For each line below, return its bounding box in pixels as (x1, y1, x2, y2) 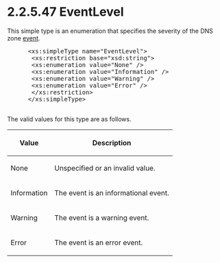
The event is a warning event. (54, 213, 149, 223)
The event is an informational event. (54, 188, 169, 197)
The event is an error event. (54, 238, 143, 247)
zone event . (7, 34, 40, 42)
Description (92, 138, 132, 147)
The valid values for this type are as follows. (7, 114, 132, 123)
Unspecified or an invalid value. (54, 163, 156, 173)
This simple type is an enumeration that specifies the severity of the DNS (7, 27, 214, 35)
